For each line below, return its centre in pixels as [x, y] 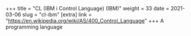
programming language [34, 27]
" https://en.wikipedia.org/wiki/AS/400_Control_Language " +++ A [85, 21]
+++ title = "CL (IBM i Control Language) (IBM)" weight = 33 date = [87, 8]
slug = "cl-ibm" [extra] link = [57, 15]
